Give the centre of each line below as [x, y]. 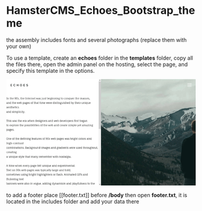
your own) [19, 46]
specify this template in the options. [50, 70]
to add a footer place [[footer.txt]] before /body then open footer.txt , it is [97, 195]
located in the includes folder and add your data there [73, 201]
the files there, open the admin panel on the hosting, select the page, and [97, 64]
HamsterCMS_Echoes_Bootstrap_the [101, 11]
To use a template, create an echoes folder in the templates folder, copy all [100, 58]
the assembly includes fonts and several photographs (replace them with [96, 40]
